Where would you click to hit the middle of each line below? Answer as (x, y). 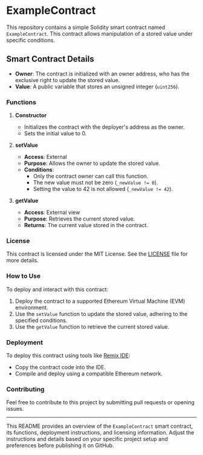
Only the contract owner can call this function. (91, 176)
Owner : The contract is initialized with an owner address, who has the (102, 74)
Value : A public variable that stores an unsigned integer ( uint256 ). (97, 86)
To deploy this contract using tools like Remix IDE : (68, 355)
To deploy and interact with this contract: (57, 289)
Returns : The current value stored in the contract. (86, 225)
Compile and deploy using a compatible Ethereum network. (89, 373)
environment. (31, 307)
